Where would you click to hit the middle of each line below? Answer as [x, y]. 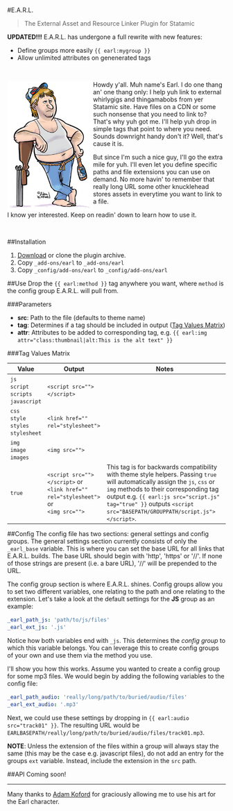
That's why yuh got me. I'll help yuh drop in [155, 122]
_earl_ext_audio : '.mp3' [43, 704]
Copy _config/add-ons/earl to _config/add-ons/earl [92, 270]
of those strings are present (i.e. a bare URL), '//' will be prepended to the [112, 563]
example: [20, 606]
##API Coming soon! [37, 774]
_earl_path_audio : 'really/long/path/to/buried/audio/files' [97, 697]
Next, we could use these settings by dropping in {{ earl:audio [98, 717]
